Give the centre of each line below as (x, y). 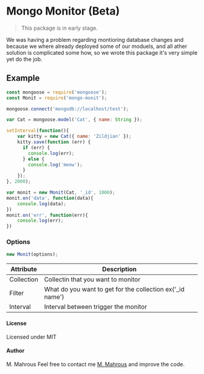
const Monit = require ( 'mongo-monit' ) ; (57, 98)
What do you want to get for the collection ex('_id (114, 290)
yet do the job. (24, 59)
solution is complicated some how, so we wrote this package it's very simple (102, 52)
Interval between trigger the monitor (96, 307)
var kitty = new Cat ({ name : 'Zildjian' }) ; (74, 137)
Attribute (24, 270)
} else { (33, 159)
